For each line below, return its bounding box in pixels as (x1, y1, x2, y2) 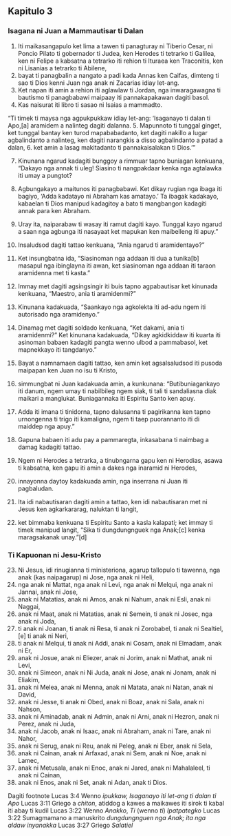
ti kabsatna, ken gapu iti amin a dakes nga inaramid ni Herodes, (17, 464, 198, 472)
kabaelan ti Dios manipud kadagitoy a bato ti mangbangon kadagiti (17, 199, 207, 208)
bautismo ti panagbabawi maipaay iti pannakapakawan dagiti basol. (17, 93, 210, 101)
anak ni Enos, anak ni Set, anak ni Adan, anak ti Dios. (17, 778, 168, 786)
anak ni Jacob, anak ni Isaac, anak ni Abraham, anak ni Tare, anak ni (17, 727, 212, 735)
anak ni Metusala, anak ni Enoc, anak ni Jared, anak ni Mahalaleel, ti (17, 764, 210, 772)
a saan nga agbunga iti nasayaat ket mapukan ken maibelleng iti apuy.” (17, 227, 219, 235)
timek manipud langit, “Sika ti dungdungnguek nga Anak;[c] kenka (17, 526, 206, 534)
